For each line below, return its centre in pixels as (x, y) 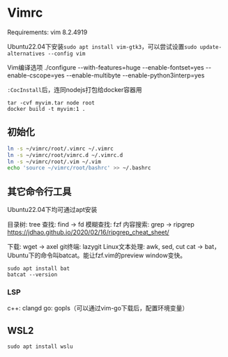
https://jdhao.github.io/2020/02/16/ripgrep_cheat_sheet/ (88, 232)
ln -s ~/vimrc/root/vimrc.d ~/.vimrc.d (65, 155)
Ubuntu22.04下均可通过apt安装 (52, 210)
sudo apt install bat (39, 269)
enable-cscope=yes (36, 75)
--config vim (67, 54)
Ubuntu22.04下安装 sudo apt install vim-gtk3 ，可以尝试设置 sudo (102, 46)
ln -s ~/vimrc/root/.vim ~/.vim (54, 162)
